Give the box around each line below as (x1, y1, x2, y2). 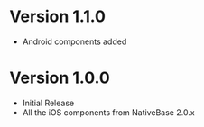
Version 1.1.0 (9, 6, 107, 27)
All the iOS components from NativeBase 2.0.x (22, 106, 196, 118)
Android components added (22, 36, 127, 47)
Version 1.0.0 (9, 68, 110, 88)
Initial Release (22, 97, 75, 108)
